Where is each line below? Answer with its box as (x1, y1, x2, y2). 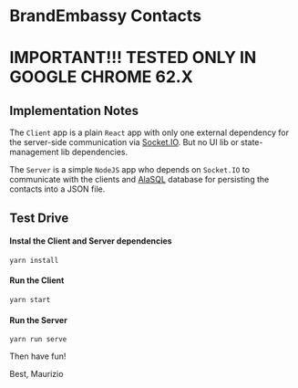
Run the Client (9, 275, 65, 286)
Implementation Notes (9, 102, 139, 119)
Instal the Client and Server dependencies (9, 236, 172, 246)
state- (240, 137, 263, 148)
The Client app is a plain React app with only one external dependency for (9, 127, 290, 138)
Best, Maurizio (9, 369, 64, 380)
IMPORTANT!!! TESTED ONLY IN (9, 47, 257, 68)
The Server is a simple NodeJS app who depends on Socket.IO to (9, 164, 251, 175)
